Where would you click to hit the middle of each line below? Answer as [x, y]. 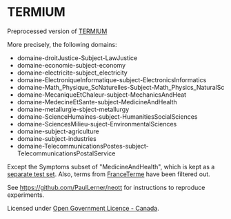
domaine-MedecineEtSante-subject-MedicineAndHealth [97, 102]
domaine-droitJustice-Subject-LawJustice [77, 58]
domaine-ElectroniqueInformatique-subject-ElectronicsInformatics [112, 79]
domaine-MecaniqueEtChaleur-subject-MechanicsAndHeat [102, 95]
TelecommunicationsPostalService [66, 153]
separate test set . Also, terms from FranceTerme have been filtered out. [109, 174]
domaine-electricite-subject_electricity [72, 73]
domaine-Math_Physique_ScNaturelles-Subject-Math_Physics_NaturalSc [121, 87]
